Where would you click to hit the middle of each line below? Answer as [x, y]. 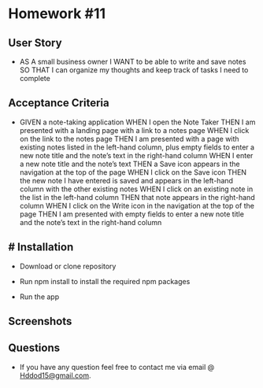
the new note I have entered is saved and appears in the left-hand [126, 180]
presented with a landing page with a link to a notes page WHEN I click [134, 130]
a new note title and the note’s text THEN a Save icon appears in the [130, 164]
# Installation [41, 248]
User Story [35, 43]
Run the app [39, 297]
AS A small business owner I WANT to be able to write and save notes [133, 61]
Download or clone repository [68, 266]
